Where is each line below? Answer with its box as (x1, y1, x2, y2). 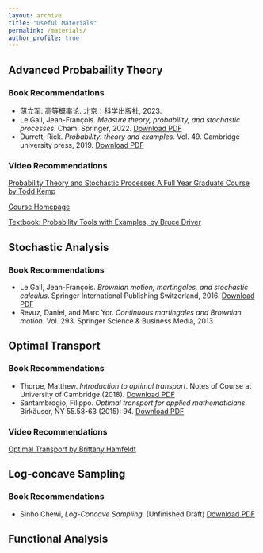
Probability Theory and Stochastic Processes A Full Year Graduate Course (8, 178, 250, 188)
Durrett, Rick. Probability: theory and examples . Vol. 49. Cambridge (19, 132, 240, 141)
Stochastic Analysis (8, 240, 109, 254)
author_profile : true (8, 33, 80, 42)
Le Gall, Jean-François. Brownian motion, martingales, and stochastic (19, 282, 249, 292)
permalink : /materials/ (8, 26, 87, 34)
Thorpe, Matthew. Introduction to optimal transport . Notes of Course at (19, 381, 252, 390)
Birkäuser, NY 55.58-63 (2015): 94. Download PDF (19, 406, 185, 416)
